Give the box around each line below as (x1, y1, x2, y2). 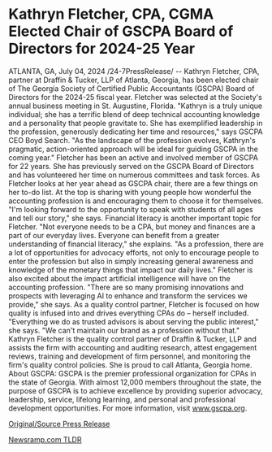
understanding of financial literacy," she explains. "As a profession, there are (8, 239, 264, 249)
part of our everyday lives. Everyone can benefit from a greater (8, 230, 220, 240)
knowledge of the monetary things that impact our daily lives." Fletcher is (8, 265, 253, 275)
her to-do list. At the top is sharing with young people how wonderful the (8, 187, 252, 197)
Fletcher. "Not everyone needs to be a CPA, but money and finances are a (8, 221, 256, 232)
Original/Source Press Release (8, 419, 110, 428)
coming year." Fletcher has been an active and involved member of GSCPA (8, 152, 258, 163)
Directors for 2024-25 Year (8, 40, 196, 58)
